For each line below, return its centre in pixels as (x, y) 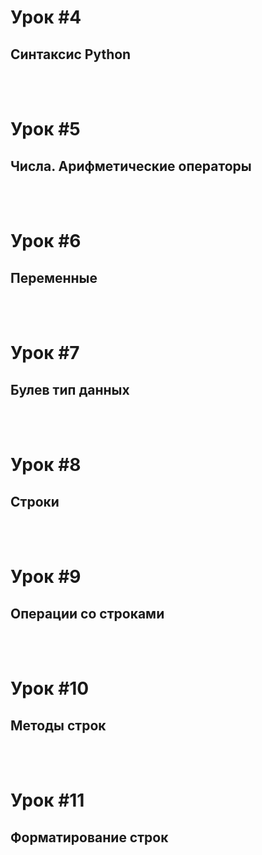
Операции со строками (87, 613)
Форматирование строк (89, 837)
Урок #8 (46, 465)
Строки (35, 501)
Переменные (54, 277)
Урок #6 (46, 241)
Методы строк (58, 725)
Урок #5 (45, 129)
